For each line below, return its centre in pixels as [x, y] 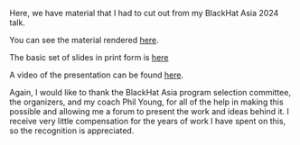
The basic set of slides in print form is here [89, 57]
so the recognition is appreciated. [72, 131]
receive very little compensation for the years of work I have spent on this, [148, 121]
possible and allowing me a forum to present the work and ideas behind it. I [149, 111]
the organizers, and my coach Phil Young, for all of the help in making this [146, 102]
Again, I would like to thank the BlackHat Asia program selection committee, [150, 92]
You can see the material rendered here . [84, 40]
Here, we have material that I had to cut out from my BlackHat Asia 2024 [144, 13]
